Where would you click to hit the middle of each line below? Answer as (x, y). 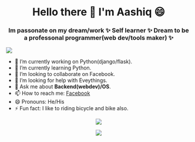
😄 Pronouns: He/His (39, 102)
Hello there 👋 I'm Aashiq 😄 (99, 12)
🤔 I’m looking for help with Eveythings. (61, 80)
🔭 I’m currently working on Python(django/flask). (73, 62)
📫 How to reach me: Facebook (52, 93)
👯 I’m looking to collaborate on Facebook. (65, 74)
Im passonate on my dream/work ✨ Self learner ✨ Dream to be (99, 31)
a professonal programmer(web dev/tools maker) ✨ (99, 38)
